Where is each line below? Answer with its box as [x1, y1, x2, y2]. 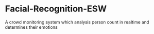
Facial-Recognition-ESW [5, 3, 107, 14]
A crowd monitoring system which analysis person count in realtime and [5, 19, 150, 25]
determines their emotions [5, 24, 58, 30]
